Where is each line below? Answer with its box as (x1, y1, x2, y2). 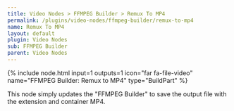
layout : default (7, 30, 55, 37)
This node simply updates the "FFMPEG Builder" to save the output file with (7, 89, 227, 98)
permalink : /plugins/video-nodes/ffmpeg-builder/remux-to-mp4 (7, 17, 194, 24)
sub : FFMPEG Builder (7, 43, 68, 50)
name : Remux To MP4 (7, 23, 65, 30)
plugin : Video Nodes (7, 37, 68, 44)
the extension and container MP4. (7, 97, 106, 105)
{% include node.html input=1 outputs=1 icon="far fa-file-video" (7, 68, 193, 77)
